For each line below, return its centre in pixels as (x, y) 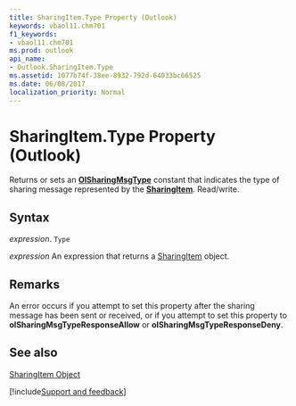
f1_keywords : (33, 34)
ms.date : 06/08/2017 (48, 84)
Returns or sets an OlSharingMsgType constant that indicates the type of (144, 180)
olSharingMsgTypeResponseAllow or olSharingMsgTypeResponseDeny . (146, 325)
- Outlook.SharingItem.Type (62, 68)
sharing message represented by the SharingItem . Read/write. (124, 189)
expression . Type (40, 239)
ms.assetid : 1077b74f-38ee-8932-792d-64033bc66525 (105, 76)
